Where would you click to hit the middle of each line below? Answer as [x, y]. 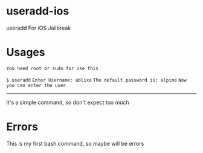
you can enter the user [36, 85]
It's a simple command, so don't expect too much [68, 102]
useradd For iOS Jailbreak [39, 28]
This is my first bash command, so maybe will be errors [75, 143]
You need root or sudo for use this [52, 68]
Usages [26, 52]
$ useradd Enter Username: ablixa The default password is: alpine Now [97, 80]
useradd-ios [38, 11]
